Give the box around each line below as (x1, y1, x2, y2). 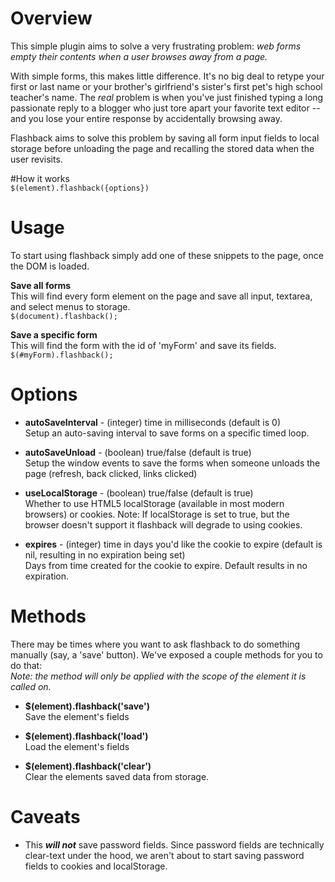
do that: (10, 659, 43, 671)
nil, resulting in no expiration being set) (24, 548, 186, 561)
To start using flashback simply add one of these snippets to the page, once (10, 249, 324, 261)
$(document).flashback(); (10, 311, 118, 321)
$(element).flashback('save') (24, 700, 150, 712)
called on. (10, 680, 52, 692)
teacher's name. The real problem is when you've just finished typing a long (10, 91, 324, 103)
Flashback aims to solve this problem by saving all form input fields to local (10, 132, 320, 144)
